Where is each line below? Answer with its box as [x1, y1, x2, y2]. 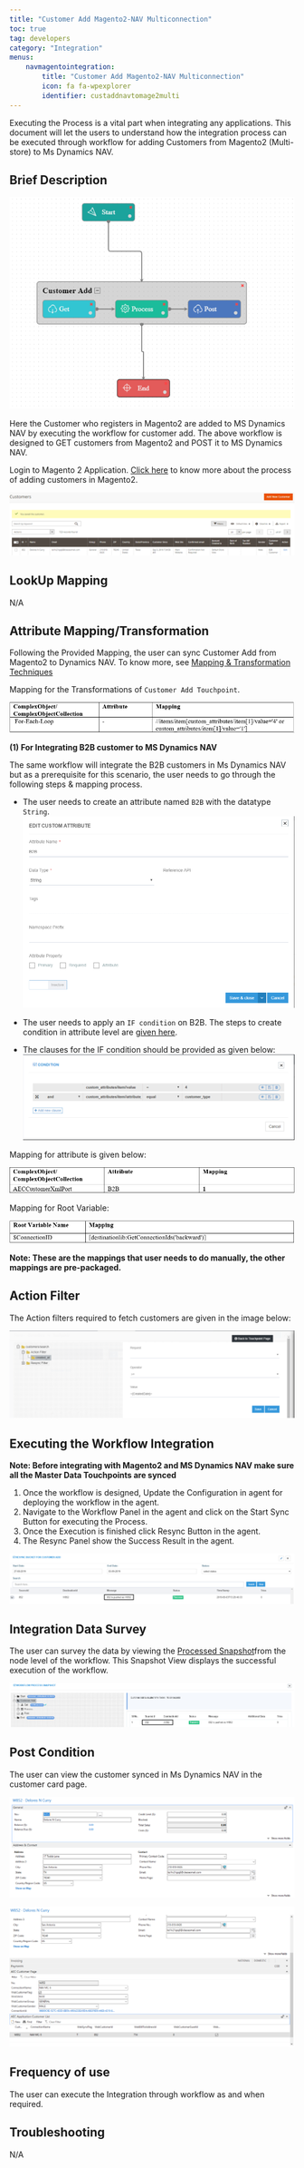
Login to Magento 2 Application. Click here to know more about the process [9, 464, 292, 476]
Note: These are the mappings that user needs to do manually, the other [9, 1252, 286, 1263]
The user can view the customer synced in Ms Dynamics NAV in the [9, 1769, 262, 1780]
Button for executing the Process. [22, 1516, 147, 1527]
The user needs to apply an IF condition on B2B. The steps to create [22, 1016, 282, 1027]
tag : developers [9, 34, 71, 43]
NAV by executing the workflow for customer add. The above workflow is [9, 427, 282, 438]
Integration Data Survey [9, 1622, 147, 1637]
